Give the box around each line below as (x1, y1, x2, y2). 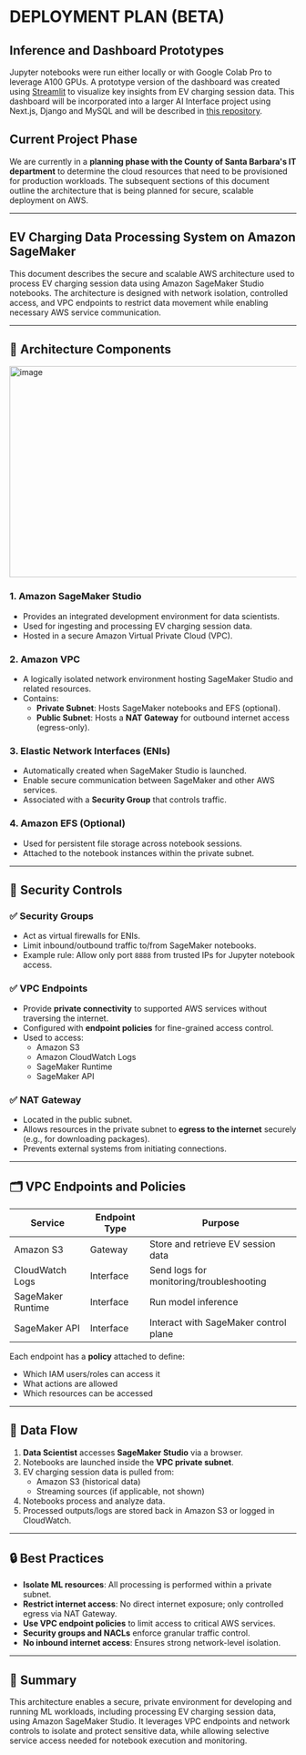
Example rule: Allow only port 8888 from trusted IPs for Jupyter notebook (22, 950, 296, 961)
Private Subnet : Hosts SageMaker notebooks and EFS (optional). (36, 703, 280, 714)
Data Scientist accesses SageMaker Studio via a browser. (22, 1446, 244, 1458)
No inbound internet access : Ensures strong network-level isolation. (22, 1638, 280, 1648)
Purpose (201, 1216, 240, 1229)
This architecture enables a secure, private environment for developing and (9, 1697, 292, 1708)
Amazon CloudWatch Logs (36, 1051, 137, 1062)
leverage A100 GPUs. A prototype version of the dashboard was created (9, 77, 280, 87)
